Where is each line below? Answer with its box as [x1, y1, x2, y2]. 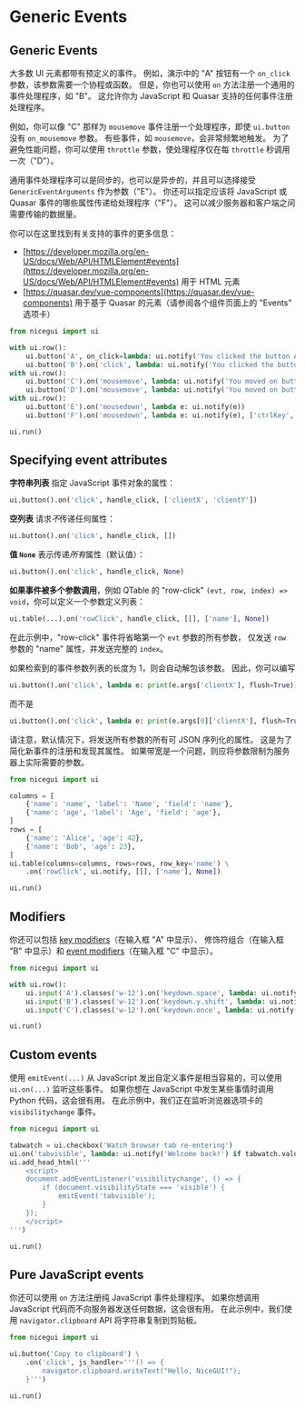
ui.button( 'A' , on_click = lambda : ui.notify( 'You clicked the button [25, 352, 290, 361]
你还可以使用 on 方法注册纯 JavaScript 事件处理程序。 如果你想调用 [9, 1293, 261, 1303]
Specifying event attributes [9, 453, 168, 468]
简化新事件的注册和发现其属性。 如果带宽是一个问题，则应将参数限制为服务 [9, 745, 290, 756]
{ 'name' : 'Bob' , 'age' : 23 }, [25, 842, 136, 851]
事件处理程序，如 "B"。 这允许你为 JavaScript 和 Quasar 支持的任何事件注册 [9, 91, 293, 101]
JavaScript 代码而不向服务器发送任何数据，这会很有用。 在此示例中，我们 [9, 1303, 285, 1314]
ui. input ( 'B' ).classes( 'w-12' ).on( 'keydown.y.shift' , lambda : [25, 997, 266, 1006]
